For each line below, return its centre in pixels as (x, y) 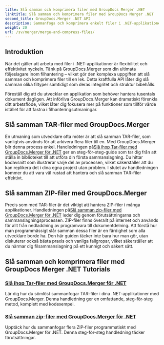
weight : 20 (16, 28)
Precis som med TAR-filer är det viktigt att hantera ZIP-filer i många (73, 205)
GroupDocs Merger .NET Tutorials (58, 269)
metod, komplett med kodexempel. (40, 304)
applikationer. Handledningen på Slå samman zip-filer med (63, 210)
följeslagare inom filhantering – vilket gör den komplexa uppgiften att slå (77, 74)
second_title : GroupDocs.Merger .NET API (48, 19)
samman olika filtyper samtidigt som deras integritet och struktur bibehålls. (80, 84)
